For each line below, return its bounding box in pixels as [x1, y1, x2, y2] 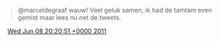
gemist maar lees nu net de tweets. [17, 13, 121, 22]
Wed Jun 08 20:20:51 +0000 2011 [6, 27, 107, 35]
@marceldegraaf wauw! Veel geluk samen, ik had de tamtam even [17, 6, 213, 14]
